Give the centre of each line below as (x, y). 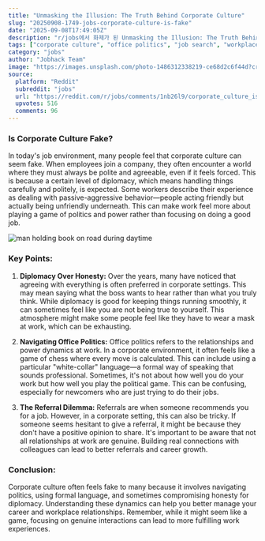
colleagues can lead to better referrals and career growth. (114, 449)
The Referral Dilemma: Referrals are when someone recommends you (134, 407)
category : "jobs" (37, 52)
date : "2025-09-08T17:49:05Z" (58, 30)
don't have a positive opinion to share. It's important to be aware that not (138, 432)
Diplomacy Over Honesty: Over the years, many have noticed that (128, 276)
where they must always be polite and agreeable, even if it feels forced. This (132, 173)
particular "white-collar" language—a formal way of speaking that (127, 366)
